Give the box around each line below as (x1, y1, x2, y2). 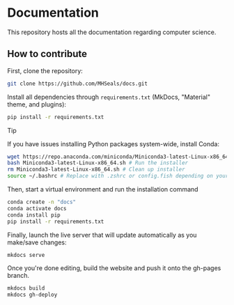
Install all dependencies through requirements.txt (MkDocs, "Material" (7, 93, 211, 101)
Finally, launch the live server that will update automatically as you (7, 230, 197, 239)
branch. (7, 272, 30, 280)
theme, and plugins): (7, 100, 67, 109)
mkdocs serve (7, 251, 45, 258)
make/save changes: (7, 238, 68, 247)
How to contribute (7, 48, 88, 60)
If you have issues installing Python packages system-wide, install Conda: (7, 139, 219, 148)
